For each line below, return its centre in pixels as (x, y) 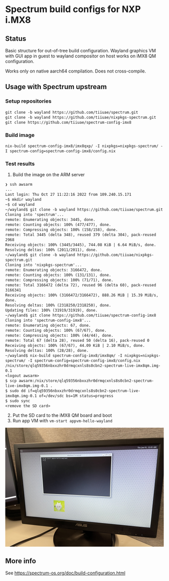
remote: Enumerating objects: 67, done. (48, 326)
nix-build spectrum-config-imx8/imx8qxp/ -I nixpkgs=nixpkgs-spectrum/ (82, 146)
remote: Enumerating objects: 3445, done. (50, 220)
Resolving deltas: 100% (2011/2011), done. (52, 250)
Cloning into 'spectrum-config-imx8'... (48, 321)
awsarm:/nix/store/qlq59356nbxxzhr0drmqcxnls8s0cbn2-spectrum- (86, 381)
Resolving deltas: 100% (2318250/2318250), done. (58, 306)
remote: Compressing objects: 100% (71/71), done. (59, 280)
